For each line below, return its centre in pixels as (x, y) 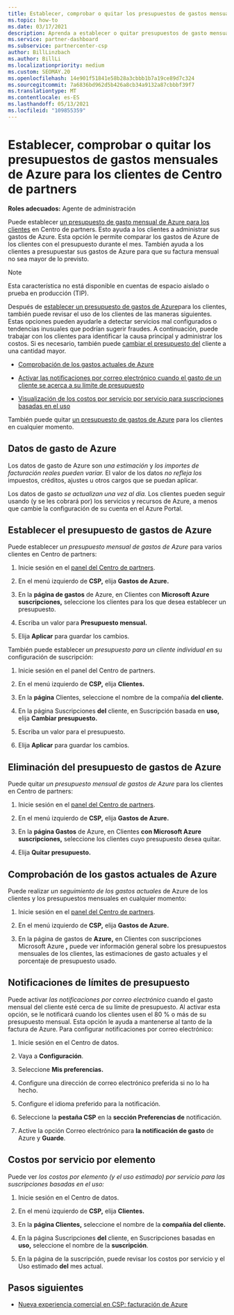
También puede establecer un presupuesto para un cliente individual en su (115, 650)
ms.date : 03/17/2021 (38, 26)
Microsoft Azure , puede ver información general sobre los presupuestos (122, 946)
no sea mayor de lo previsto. (49, 258)
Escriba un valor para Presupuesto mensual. (83, 623)
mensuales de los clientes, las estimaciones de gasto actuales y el (112, 953)
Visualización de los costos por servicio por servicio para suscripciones (121, 398)
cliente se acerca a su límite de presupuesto (81, 385)
